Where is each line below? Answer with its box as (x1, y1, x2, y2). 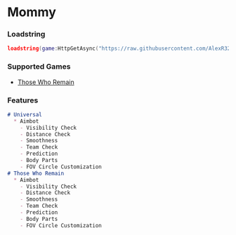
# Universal (7, 111, 42, 118)
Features (7, 95, 39, 105)
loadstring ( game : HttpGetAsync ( (7, 45, 99, 53)
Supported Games (7, 62, 71, 72)
